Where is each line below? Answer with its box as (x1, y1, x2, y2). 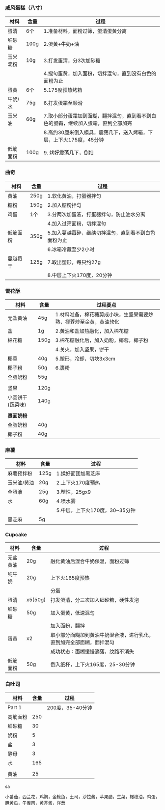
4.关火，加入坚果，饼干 (55, 346, 110, 353)
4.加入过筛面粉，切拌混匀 (47, 220, 107, 227)
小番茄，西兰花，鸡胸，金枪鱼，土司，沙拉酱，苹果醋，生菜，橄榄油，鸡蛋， (5, 793, 160, 799)
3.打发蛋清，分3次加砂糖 (43, 57, 101, 64)
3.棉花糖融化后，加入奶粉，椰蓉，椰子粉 (55, 336, 149, 343)
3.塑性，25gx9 (56, 489, 91, 496)
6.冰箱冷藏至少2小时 (47, 246, 95, 252)
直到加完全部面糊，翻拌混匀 (50, 639, 114, 646)
